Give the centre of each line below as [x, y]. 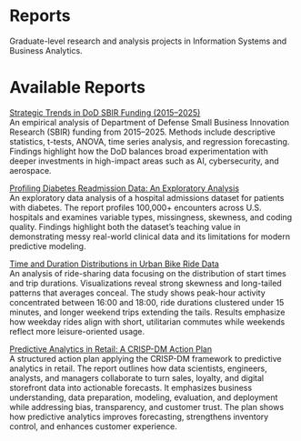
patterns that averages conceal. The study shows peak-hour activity [137, 293]
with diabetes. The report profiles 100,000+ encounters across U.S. [135, 207]
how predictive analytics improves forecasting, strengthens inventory [139, 416]
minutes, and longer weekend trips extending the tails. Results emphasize [147, 312]
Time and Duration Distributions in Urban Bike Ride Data [115, 264]
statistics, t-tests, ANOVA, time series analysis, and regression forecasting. [150, 141]
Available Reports [77, 88]
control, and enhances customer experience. [93, 426]
